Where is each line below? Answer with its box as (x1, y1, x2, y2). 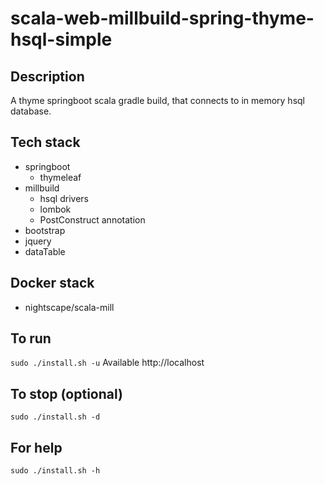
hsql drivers (39, 192, 89, 204)
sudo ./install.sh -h (10, 466, 101, 476)
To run (10, 330, 52, 347)
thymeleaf (39, 171, 82, 183)
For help (10, 439, 63, 456)
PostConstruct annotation (39, 213, 146, 226)
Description (10, 68, 85, 85)
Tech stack (10, 134, 81, 151)
